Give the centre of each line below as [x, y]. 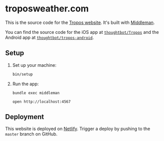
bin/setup [23, 74]
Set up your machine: [34, 65]
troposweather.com [47, 9]
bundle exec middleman [36, 93]
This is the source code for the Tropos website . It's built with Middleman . [80, 22]
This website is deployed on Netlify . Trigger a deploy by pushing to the [78, 129]
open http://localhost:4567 [41, 102]
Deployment [25, 117]
